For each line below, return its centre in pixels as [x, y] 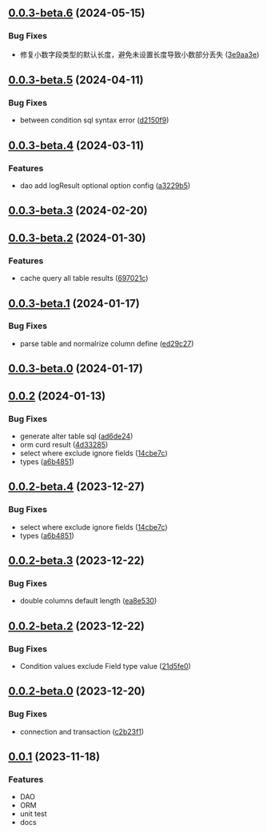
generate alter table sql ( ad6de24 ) [76, 436]
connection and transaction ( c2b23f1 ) [82, 731]
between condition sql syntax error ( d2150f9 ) [94, 120]
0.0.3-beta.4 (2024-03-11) [76, 145]
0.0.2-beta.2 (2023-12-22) [77, 626]
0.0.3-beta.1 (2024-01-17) [74, 303]
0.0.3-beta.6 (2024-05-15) [77, 13]
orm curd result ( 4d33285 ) [64, 444]
